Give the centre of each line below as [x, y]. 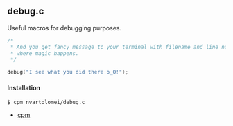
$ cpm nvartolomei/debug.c [46, 103]
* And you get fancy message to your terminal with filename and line [114, 47]
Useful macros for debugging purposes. [64, 28]
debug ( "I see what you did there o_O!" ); [68, 72]
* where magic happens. [44, 53]
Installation [24, 87]
